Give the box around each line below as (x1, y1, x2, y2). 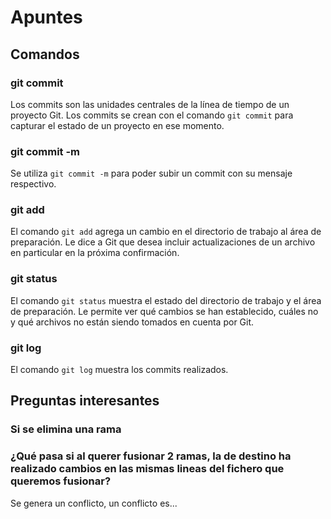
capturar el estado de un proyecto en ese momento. (10, 119, 225, 131)
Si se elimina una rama (10, 422, 122, 436)
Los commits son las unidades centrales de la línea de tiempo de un (10, 98, 290, 110)
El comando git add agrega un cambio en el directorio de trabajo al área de (10, 226, 322, 238)
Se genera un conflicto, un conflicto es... (10, 497, 178, 509)
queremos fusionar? (10, 474, 112, 488)
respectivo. (10, 178, 57, 190)
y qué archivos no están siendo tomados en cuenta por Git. (10, 316, 255, 328)
